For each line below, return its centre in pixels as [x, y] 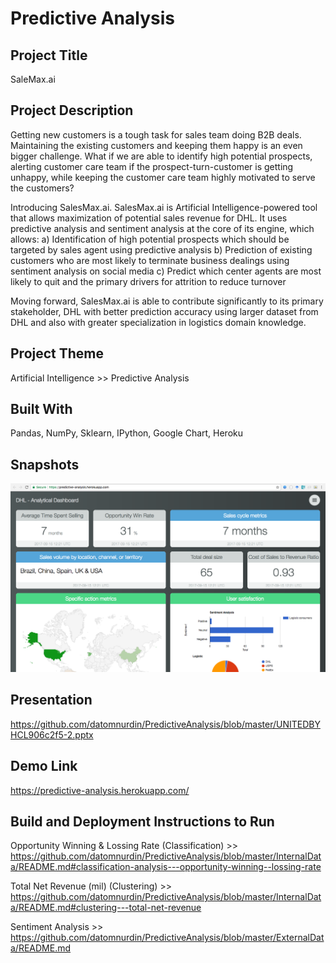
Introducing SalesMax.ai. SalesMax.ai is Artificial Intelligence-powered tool [164, 207]
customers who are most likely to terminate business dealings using [150, 260]
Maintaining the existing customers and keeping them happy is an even [156, 145]
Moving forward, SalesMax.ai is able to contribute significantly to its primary [167, 301]
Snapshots [45, 464]
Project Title [49, 55]
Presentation [51, 700]
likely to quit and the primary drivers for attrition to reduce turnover [148, 281]
